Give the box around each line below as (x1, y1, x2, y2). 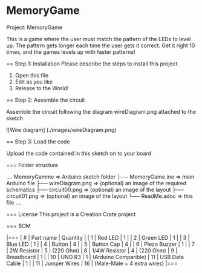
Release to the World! (15, 84, 69, 91)
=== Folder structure (6, 161, 59, 168)
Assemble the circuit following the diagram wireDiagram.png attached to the (6, 108, 197, 115)
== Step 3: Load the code (6, 137, 71, 145)
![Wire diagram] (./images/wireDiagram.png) (6, 126, 117, 133)
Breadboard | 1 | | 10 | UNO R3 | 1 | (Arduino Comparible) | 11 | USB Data (6, 253, 184, 260)
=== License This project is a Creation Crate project (6, 210, 136, 218)
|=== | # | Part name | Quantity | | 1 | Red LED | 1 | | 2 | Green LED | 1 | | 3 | (6, 234, 190, 241)
